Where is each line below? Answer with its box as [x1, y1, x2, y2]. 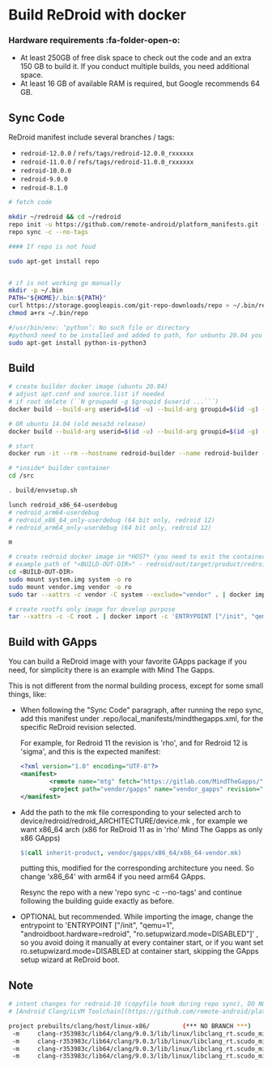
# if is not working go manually [8, 279, 121, 287]
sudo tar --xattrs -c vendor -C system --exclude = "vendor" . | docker [8, 590, 252, 599]
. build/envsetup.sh [8, 486, 79, 495]
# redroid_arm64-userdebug [8, 508, 100, 516]
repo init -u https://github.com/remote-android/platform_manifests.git [8, 220, 259, 229]
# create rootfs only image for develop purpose [8, 605, 176, 613]
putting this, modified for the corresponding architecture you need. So [19, 863, 255, 873]
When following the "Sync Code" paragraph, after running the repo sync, [19, 705, 264, 715]
